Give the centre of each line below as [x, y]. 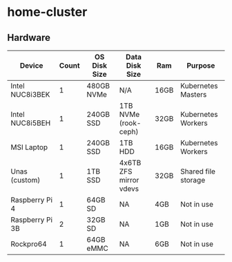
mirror [129, 180]
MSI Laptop [29, 147]
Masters [194, 94]
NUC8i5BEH [31, 123]
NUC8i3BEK [30, 94]
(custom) [26, 180]
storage [193, 180]
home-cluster [47, 12]
